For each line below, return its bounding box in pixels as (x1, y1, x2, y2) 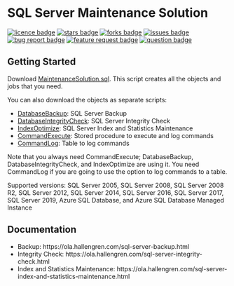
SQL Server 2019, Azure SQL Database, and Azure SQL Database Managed (7, 196, 224, 204)
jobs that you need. (7, 82, 63, 90)
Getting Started (7, 56, 76, 68)
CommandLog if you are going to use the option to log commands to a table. (7, 167, 228, 176)
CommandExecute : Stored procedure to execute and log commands (17, 131, 214, 139)
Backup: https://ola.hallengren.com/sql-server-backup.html (17, 242, 190, 250)
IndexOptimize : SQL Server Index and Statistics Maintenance (17, 124, 193, 132)
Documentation (7, 224, 77, 236)
